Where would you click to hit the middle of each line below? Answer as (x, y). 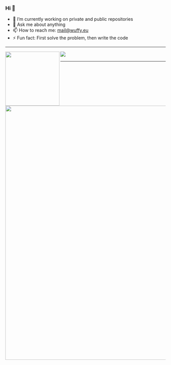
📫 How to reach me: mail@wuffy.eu (51, 31)
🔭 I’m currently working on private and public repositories (73, 19)
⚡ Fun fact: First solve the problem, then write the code (70, 38)
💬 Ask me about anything (39, 24)
